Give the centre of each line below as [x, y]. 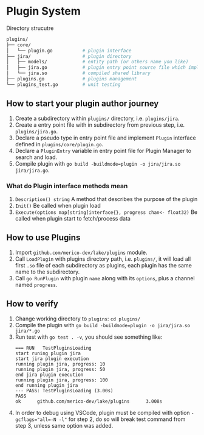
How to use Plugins [43, 238]
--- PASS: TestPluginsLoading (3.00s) [64, 391]
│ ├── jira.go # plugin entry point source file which [96, 68]
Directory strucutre [30, 28]
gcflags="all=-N [36, 419]
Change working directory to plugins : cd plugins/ [78, 319]
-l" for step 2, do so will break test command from [122, 419]
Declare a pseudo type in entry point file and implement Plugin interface [105, 138]
